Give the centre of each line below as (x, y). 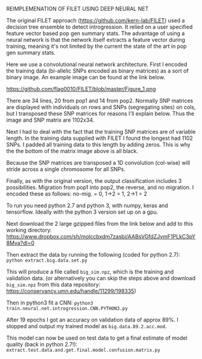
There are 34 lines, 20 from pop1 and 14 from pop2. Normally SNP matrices (100, 100)
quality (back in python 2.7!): (42, 344)
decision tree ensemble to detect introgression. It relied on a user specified (99, 27)
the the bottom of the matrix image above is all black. (72, 151)
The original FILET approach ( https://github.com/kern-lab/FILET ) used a (96, 20)
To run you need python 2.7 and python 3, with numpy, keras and (87, 206)
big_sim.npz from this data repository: (53, 285)
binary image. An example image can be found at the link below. (86, 77)
